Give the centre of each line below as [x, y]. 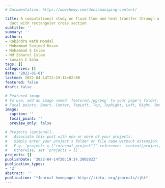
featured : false [22, 82]
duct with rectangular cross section [48, 23]
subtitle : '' [18, 27]
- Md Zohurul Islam [25, 55]
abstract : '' [18, 173]
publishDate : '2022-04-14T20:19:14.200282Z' [51, 160]
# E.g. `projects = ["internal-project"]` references [63, 146]
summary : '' [17, 32]
